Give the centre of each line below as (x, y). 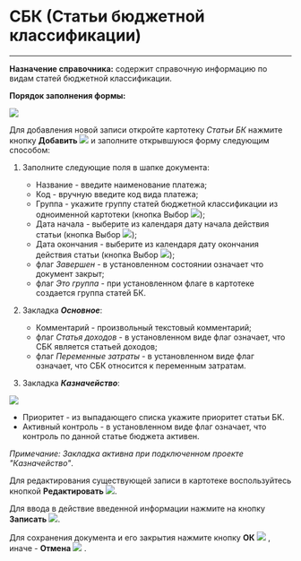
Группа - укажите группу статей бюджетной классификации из (157, 203)
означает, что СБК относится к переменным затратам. (141, 366)
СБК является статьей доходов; (97, 346)
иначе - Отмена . (48, 548)
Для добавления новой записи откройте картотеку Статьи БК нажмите (146, 129)
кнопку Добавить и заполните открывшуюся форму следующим (140, 140)
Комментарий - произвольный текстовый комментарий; (144, 327)
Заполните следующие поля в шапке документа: (116, 167)
